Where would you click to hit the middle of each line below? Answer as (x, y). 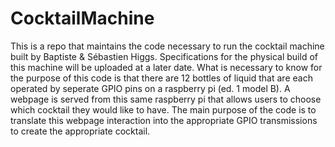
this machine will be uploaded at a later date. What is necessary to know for (166, 67)
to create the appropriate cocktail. (80, 131)
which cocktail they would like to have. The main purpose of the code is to (163, 109)
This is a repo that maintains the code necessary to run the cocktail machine (167, 46)
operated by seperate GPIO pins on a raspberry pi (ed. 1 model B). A (150, 88)
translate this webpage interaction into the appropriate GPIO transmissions (164, 120)
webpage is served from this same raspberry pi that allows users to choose (166, 99)
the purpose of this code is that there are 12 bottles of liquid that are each (161, 78)
